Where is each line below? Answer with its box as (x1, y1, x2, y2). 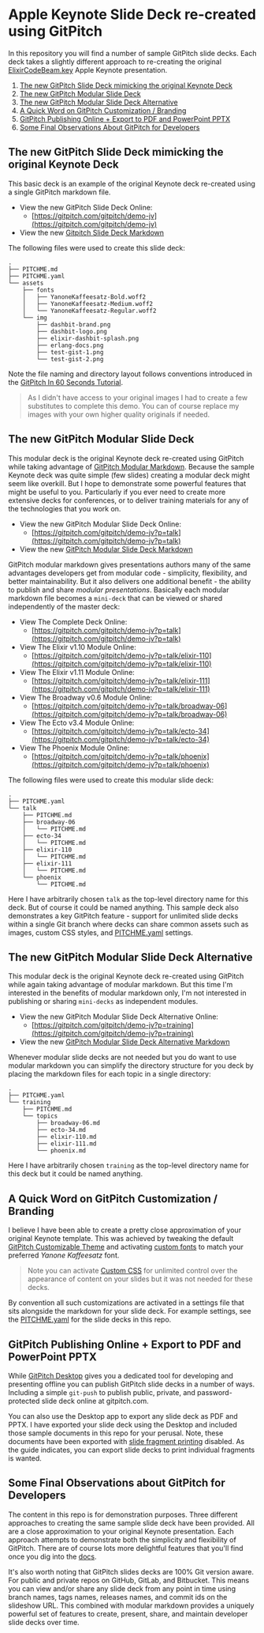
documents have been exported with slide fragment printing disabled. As (8, 1437, 245, 1446)
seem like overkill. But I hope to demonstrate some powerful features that (8, 478, 247, 488)
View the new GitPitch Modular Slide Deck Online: (19, 519, 181, 529)
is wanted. (8, 1454, 42, 1463)
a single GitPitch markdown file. (8, 187, 111, 197)
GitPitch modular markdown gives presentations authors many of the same (8, 560, 251, 569)
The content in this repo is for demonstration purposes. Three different (8, 1510, 238, 1519)
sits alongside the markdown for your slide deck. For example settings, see (8, 1307, 251, 1316)
